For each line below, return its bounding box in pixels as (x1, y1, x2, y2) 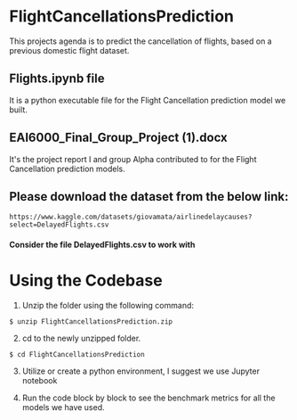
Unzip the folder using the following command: (21, 300, 194, 310)
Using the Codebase (9, 270, 163, 291)
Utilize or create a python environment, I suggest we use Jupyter (21, 366, 261, 376)
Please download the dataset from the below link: (9, 189, 289, 204)
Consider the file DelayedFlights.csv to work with (9, 239, 196, 250)
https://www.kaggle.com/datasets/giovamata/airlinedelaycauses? (9, 212, 253, 222)
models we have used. (21, 401, 105, 412)
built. (9, 104, 28, 115)
